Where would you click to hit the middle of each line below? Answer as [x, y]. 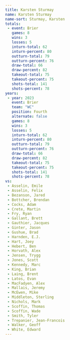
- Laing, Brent [23, 274]
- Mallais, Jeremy [26, 288]
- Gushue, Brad [23, 232]
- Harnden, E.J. [24, 237]
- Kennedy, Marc [24, 265]
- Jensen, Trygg [24, 255]
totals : [13, 24]
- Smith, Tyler [23, 316]
